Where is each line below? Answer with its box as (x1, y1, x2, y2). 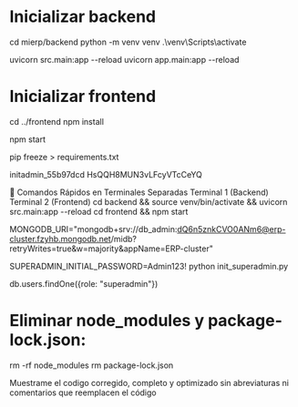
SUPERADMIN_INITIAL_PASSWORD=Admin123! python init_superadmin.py (9, 260, 289, 271)
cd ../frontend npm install (9, 116, 105, 127)
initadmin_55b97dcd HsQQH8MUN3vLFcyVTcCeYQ (9, 168, 202, 179)
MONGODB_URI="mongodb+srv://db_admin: (9, 223, 178, 234)
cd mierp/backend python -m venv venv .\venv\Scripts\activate (9, 36, 247, 47)
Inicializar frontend (9, 86, 157, 107)
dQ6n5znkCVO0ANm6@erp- (177, 223, 286, 234)
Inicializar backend (9, 6, 157, 27)
